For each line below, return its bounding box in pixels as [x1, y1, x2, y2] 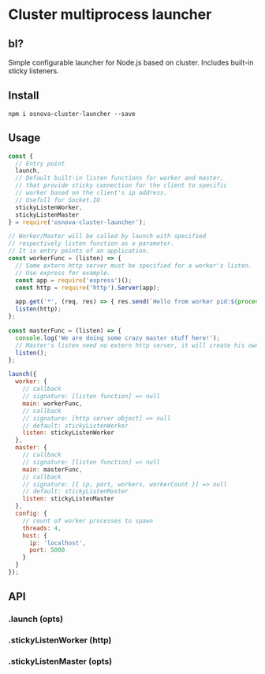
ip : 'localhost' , [28, 538, 87, 547]
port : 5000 [28, 546, 65, 554]
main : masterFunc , [22, 465, 83, 474]
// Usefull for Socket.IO [15, 195, 101, 204]
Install [8, 89, 39, 102]
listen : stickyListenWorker [22, 429, 114, 437]
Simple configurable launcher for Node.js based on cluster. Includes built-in [8, 58, 254, 67]
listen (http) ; [15, 305, 62, 313]
